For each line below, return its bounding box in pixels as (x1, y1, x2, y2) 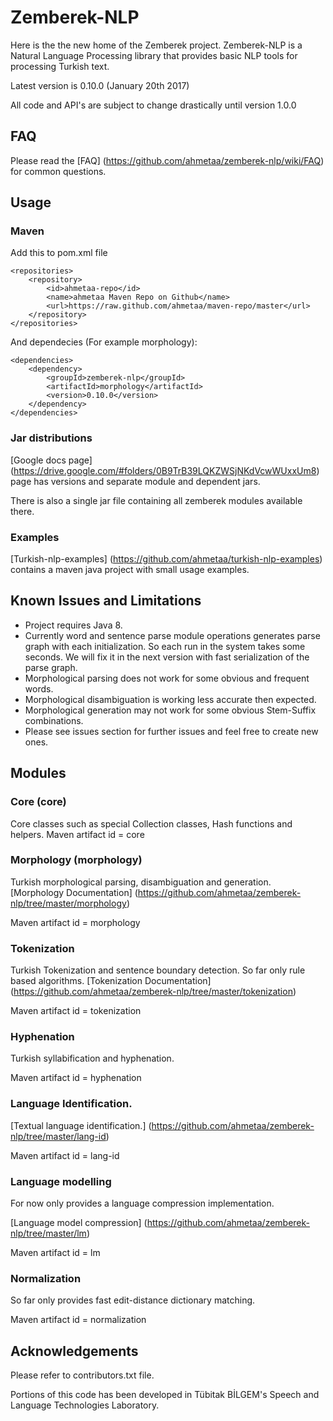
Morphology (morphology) (10, 853, 143, 867)
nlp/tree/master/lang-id (10, 1130, 107, 1142)
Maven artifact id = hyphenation (10, 1072, 142, 1084)
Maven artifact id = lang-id (10, 1149, 120, 1161)
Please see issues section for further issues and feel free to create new (24, 725, 319, 737)
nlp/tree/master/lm (10, 1227, 87, 1240)
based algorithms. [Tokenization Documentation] (10, 975, 212, 987)
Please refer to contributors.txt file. (10, 1369, 155, 1381)
